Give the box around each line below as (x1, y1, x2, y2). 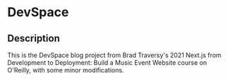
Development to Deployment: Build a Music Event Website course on (7, 58, 207, 67)
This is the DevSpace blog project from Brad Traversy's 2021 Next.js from (7, 51, 222, 59)
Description (7, 32, 60, 44)
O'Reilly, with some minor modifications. (7, 66, 124, 74)
